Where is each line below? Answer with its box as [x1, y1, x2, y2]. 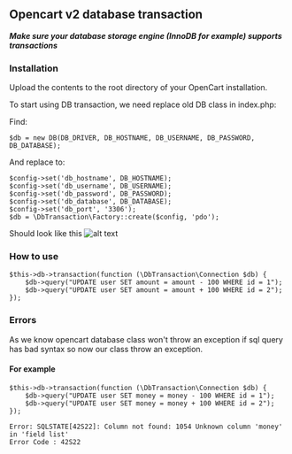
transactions [9, 40, 58, 50]
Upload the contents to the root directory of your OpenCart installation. [9, 82, 268, 93]
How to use [9, 250, 59, 263]
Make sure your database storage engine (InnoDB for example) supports [9, 30, 283, 41]
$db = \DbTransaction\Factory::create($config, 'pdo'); [9, 212, 219, 222]
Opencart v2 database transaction [9, 7, 204, 22]
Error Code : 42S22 [9, 437, 81, 446]
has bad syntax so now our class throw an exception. [9, 343, 204, 354]
